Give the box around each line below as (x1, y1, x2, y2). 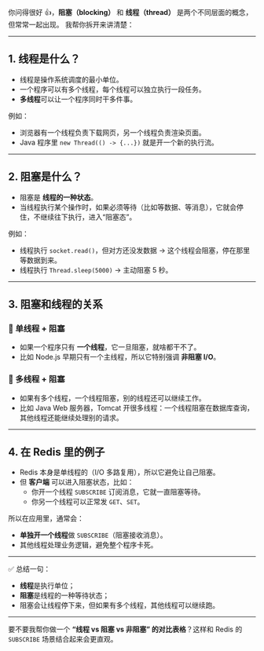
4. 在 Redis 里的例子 (8, 445, 105, 459)
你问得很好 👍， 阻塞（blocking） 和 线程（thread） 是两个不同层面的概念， (8, 8, 253, 16)
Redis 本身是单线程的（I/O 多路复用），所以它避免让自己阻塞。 (19, 467, 220, 477)
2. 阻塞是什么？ (8, 170, 82, 184)
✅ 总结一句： (8, 565, 51, 574)
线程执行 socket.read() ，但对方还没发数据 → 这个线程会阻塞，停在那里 (19, 245, 251, 254)
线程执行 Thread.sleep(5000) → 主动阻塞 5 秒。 (19, 265, 173, 274)
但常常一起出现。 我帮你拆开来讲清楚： (8, 20, 134, 29)
